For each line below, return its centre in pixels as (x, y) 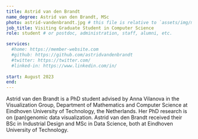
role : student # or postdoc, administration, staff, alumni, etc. (89, 33)
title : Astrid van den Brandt (43, 11)
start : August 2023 (30, 77)
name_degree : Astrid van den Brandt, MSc (58, 17)
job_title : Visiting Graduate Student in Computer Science (80, 28)
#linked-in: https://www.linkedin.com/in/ (64, 66)
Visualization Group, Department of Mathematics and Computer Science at (97, 105)
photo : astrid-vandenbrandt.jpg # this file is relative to (82, 22)
